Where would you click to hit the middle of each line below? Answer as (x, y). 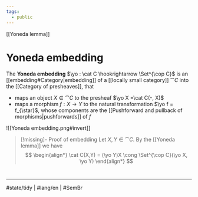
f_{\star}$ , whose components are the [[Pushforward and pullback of (98, 110)
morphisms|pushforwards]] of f (53, 117)
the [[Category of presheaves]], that (50, 87)
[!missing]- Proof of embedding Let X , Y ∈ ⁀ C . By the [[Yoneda (98, 140)
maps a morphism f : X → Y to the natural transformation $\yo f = (94, 104)
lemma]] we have (42, 146)
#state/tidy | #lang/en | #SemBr (44, 188)
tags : (13, 12)
